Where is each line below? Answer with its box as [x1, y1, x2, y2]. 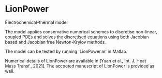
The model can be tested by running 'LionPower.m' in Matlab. [5, 48, 128, 54]
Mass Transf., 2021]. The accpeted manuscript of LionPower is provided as [5, 63, 155, 69]
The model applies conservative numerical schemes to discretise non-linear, [5, 29, 157, 34]
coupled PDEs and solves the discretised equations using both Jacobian [5, 34, 149, 40]
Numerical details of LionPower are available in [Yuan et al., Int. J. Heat [5, 58, 146, 63]
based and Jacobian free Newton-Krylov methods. [5, 39, 106, 45]
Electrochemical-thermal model [5, 19, 68, 25]
